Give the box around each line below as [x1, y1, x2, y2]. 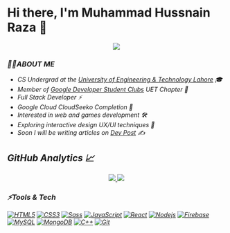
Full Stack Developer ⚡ [17, 93, 82, 102]
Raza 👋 [7, 19, 47, 35]
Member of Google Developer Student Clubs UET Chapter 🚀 [17, 85, 189, 94]
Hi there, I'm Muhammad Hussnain [7, 5, 211, 21]
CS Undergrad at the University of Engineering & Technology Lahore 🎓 [17, 75, 223, 84]
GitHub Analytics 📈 [7, 152, 95, 164]
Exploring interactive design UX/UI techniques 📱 [17, 121, 155, 129]
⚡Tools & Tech [7, 192, 57, 202]
